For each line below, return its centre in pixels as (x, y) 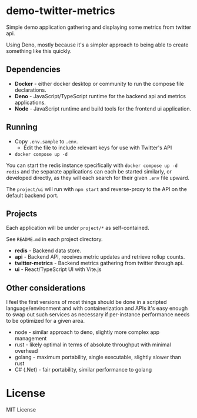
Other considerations (46, 288)
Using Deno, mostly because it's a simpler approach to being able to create (97, 45)
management (31, 339)
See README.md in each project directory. (54, 239)
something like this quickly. (39, 51)
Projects (22, 214)
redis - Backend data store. (48, 250)
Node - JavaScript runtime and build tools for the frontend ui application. (103, 108)
